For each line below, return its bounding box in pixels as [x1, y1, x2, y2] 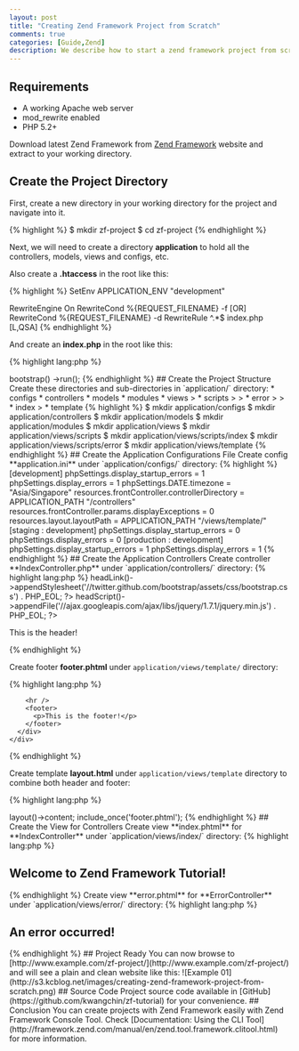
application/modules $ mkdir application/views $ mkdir [9, 420, 211, 432]
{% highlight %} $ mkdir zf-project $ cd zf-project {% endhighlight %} [9, 224, 267, 235]
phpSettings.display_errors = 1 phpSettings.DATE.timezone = [9, 477, 231, 488]
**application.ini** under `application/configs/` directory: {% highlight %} [9, 458, 279, 469]
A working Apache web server [21, 102, 133, 113]
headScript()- [75, 591, 125, 602]
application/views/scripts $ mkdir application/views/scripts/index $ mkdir [9, 430, 279, 441]
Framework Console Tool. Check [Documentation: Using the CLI [9, 1015, 244, 1025]
